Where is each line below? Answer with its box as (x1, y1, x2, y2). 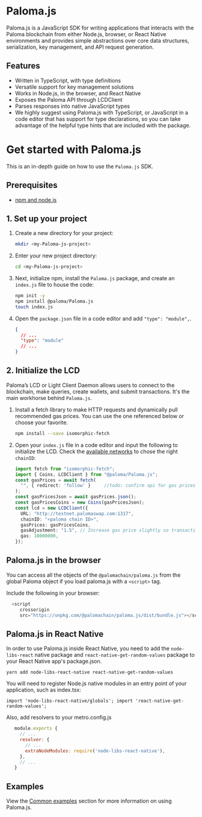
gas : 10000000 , (20, 533, 59, 539)
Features (6, 61, 40, 71)
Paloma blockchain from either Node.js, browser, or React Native (6, 30, 167, 37)
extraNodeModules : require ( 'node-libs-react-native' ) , (25, 748, 165, 754)
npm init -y (14, 293, 45, 299)
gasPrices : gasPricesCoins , (20, 522, 91, 528)
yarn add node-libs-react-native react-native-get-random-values (6, 669, 173, 675)
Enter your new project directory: (14, 252, 97, 260)
